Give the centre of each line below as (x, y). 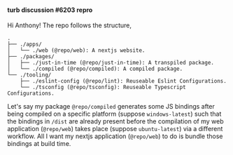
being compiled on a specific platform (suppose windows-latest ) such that (114, 114)
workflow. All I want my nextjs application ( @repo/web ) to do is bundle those (115, 136)
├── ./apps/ (24, 45)
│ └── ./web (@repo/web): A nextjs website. (76, 50)
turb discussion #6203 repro (50, 10)
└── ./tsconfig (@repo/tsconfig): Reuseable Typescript (103, 88)
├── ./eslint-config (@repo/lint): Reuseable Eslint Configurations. (123, 81)
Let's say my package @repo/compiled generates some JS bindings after (111, 107)
